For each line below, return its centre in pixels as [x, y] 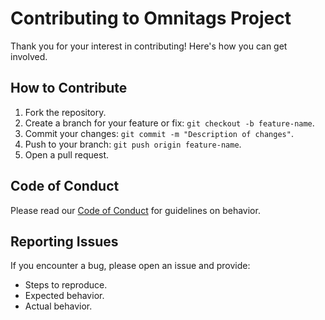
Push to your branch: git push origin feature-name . [133, 144]
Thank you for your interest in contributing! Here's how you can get [149, 46]
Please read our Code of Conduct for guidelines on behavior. [135, 210]
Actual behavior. [58, 306]
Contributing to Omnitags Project [151, 18]
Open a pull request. [67, 154]
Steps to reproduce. [66, 285]
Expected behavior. [64, 296]
